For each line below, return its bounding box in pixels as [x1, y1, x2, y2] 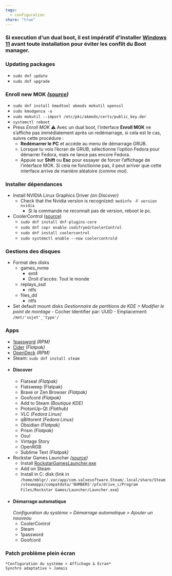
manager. [5, 47, 30, 54]
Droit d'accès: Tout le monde [28, 276, 90, 282]
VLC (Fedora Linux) [20, 411, 62, 417]
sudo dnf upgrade [12, 79, 50, 84]
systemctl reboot [12, 119, 50, 125]
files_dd [20, 292, 37, 299]
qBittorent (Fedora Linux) [20, 416, 74, 422]
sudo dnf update [12, 73, 48, 79]
